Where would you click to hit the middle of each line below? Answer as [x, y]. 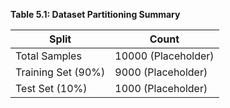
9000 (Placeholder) [161, 72]
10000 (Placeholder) [164, 56]
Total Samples [48, 56]
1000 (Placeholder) [161, 88]
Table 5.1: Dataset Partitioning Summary [95, 14]
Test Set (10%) [51, 88]
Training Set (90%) [60, 72]
